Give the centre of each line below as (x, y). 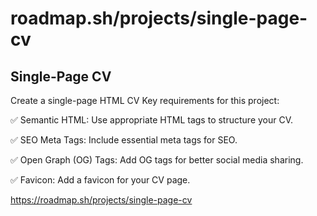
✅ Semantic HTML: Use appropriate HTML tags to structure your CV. (152, 120)
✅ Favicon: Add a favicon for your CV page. (100, 180)
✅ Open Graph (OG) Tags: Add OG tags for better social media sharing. (157, 160)
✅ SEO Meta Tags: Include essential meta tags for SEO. (124, 140)
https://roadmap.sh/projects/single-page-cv (101, 200)
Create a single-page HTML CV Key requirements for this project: (145, 100)
